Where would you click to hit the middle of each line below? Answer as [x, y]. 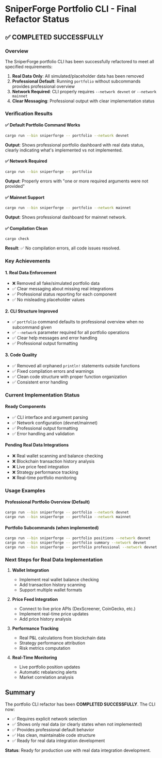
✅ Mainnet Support [25, 197]
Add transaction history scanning [52, 585]
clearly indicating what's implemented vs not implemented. [64, 150]
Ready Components [25, 407]
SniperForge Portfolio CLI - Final [71, 9]
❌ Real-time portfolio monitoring [44, 478]
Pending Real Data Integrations [37, 445]
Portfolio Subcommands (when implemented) [52, 528]
